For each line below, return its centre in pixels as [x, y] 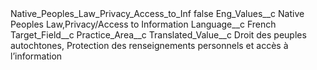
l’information [36, 56]
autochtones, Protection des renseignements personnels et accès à [149, 45]
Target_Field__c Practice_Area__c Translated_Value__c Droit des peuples [158, 35]
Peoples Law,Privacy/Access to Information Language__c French [143, 24]
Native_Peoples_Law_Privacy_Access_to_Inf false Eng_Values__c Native [157, 13]
